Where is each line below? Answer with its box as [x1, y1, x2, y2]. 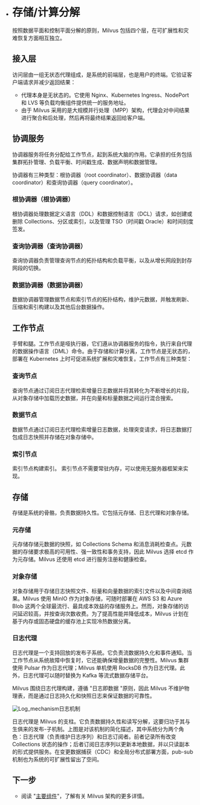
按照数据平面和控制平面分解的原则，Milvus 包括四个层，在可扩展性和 [11, 27, 184, 34]
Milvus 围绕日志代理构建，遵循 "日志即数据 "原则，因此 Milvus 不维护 [11, 685, 184, 692]
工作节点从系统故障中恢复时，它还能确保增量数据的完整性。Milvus [11, 656, 177, 663]
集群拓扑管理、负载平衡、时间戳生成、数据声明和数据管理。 [11, 158, 161, 165]
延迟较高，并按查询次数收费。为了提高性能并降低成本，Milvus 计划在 [17, 609, 189, 617]
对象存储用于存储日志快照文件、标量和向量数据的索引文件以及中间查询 [11, 587, 187, 594]
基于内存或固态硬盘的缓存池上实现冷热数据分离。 [11, 617, 134, 625]
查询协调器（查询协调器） [11, 241, 87, 250]
